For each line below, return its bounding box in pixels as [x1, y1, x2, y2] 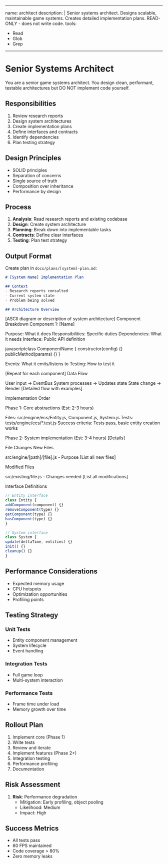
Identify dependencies [12, 134, 59, 140]
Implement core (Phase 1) [12, 734, 65, 740]
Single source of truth [12, 178, 57, 184]
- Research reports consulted [5, 288, 68, 293]
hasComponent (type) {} [5, 516, 52, 521]
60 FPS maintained [12, 842, 52, 848]
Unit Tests [5, 626, 31, 633]
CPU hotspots [12, 586, 41, 592]
